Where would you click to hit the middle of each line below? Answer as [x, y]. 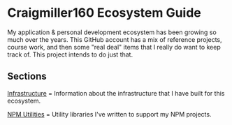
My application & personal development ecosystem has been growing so [112, 32]
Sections [27, 76]
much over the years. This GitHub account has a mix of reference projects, [115, 39]
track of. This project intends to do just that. [70, 54]
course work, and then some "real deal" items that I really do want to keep [114, 47]
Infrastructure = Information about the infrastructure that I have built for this [116, 93]
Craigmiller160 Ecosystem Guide [104, 13]
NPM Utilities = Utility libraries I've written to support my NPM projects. [109, 114]
